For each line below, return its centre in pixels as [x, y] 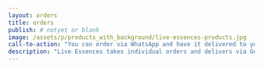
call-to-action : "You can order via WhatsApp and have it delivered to [127, 45]
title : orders [31, 23]
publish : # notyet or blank [54, 30]
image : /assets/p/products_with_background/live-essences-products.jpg [127, 37]
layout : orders [33, 15]
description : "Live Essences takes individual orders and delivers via [127, 52]
